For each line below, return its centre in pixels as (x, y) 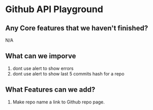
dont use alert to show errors (43, 68)
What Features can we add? (50, 90)
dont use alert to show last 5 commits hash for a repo (68, 74)
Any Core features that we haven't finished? (77, 28)
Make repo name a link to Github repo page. (59, 102)
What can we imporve (41, 56)
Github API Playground (54, 9)
